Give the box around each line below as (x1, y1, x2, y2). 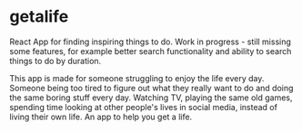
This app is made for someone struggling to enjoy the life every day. (9, 72, 265, 83)
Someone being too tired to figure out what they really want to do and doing (9, 82, 294, 93)
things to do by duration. (9, 55, 102, 66)
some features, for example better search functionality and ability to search (9, 45, 292, 56)
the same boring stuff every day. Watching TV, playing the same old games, (9, 92, 293, 103)
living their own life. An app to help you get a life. (9, 111, 193, 122)
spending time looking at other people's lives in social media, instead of (9, 101, 277, 112)
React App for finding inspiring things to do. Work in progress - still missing (9, 36, 291, 47)
